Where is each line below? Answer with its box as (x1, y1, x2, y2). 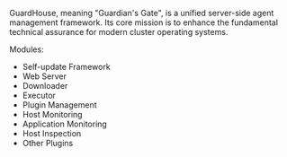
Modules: (9, 44, 44, 55)
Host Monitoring (22, 109, 83, 119)
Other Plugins (22, 138, 74, 148)
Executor (22, 90, 57, 100)
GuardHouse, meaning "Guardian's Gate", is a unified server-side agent (9, 8, 274, 18)
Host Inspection (22, 128, 82, 138)
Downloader (22, 81, 68, 91)
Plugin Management (22, 100, 97, 110)
